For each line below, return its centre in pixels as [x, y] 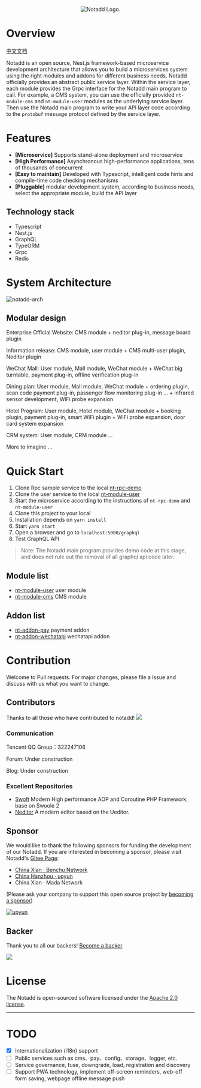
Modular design [36, 318]
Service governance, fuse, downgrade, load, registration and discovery [103, 1065]
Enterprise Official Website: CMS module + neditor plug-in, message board [98, 333]
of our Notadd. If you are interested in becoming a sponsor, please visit [94, 852]
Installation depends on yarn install [60, 520]
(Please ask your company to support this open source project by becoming [100, 894]
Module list [28, 576]
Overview [31, 34]
